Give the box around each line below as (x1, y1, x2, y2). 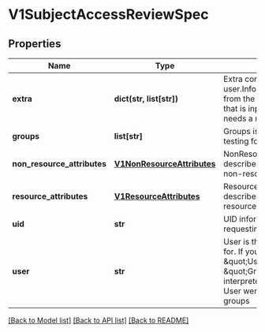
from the (223, 93, 256, 104)
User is (223, 237, 250, 247)
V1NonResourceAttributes (114, 159, 216, 169)
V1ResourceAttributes (114, 191, 200, 202)
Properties (8, 37, 62, 50)
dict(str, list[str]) (114, 93, 179, 104)
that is (223, 103, 247, 114)
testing (223, 136, 249, 147)
